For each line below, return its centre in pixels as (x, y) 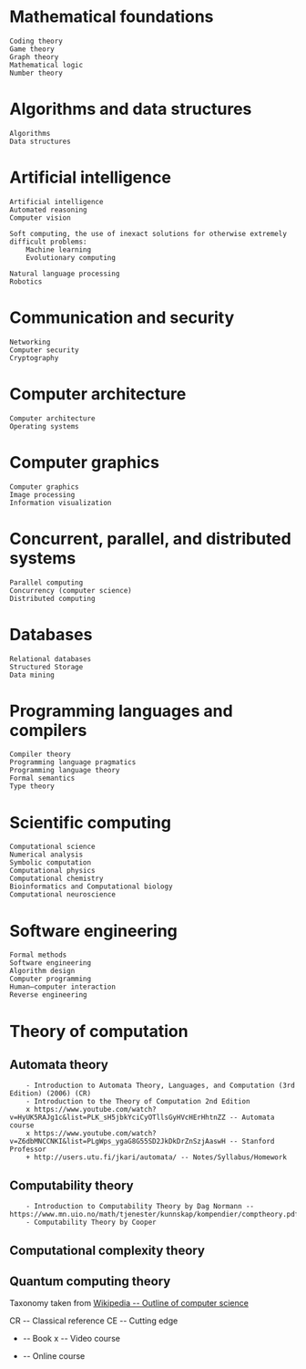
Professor (28, 1150)
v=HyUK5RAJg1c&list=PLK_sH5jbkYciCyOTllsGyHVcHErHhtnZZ (117, 1118)
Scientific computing (90, 822)
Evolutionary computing (71, 257)
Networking (30, 342)
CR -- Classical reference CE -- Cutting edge (94, 1321)
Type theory (32, 786)
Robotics (26, 281)
